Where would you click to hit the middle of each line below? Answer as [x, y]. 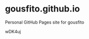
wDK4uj [13, 31]
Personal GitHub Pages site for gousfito [44, 22]
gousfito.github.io [43, 9]
